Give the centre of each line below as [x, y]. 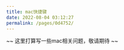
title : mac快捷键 [26, 12]
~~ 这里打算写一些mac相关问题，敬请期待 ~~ [62, 41]
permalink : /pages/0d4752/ [40, 23]
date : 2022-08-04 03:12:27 [40, 17]
